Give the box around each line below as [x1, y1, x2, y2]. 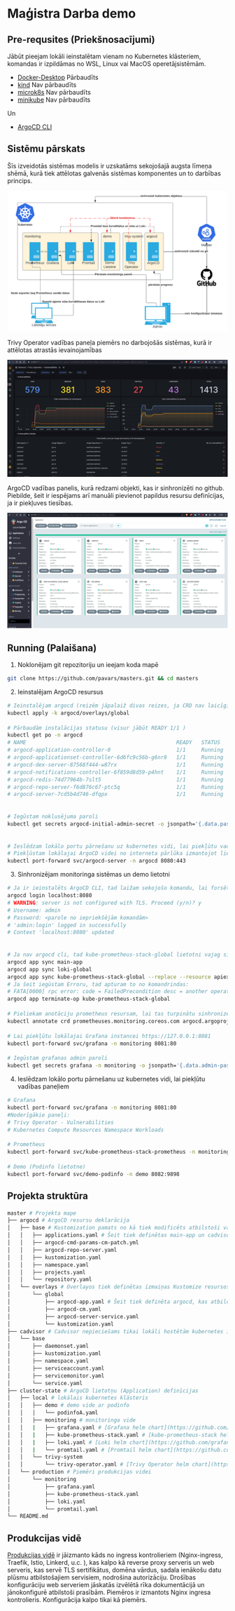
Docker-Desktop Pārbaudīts [17, 73, 99, 81]
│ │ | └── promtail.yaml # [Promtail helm [7, 1446, 152, 1453]
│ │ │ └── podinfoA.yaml [7, 1409, 99, 1417]
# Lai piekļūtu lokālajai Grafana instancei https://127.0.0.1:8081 [7, 1032, 211, 1039]
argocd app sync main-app [7, 958, 83, 966]
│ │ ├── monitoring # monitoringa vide [7, 1417, 136, 1424]
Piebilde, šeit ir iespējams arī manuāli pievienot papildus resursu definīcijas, [7, 492, 225, 500]
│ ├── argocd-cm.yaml [7, 1305, 101, 1313]
